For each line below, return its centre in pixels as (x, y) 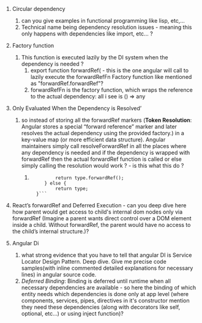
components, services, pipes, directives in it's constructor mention (105, 300)
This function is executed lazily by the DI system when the (95, 57)
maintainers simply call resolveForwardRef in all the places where (104, 146)
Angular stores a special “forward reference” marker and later (99, 127)
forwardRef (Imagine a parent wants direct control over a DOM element (102, 218)
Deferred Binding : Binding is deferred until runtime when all (96, 281)
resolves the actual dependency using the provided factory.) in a (103, 133)
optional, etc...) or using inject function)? (72, 314)
